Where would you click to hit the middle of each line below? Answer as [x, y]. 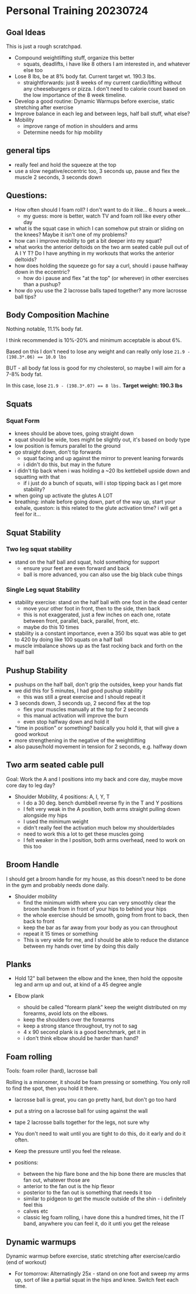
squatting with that [37, 477]
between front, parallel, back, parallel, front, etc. [81, 621]
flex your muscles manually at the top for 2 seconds [86, 709]
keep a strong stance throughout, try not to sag [80, 1026]
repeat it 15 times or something [61, 933]
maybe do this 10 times [51, 627]
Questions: [27, 196]
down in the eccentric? [42, 272]
